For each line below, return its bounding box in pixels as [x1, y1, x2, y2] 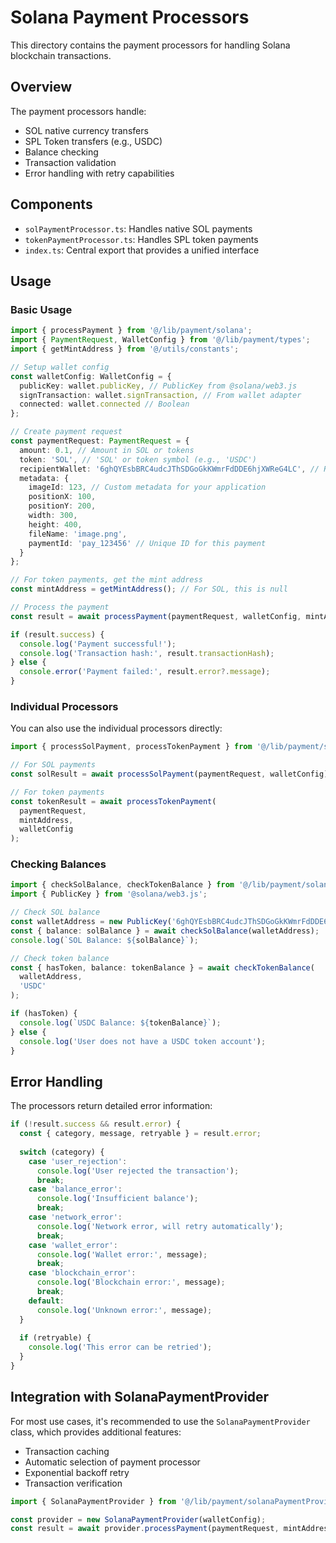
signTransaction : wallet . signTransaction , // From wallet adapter [19, 390, 302, 400]
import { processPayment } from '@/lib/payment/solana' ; [10, 326, 253, 336]
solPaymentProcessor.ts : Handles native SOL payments [24, 222, 253, 235]
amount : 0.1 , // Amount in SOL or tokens [19, 445, 195, 455]
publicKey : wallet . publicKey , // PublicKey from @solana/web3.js [19, 381, 298, 391]
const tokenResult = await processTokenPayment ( [10, 796, 217, 806]
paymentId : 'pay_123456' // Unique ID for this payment [28, 538, 267, 548]
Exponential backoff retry [24, 1466, 130, 1478]
